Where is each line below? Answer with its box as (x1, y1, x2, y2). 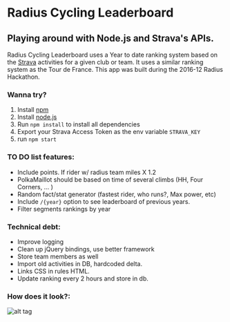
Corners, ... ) (17, 182, 54, 191)
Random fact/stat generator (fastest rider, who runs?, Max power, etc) (17, 190, 216, 198)
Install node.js (17, 113, 57, 122)
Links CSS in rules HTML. (17, 267, 90, 275)
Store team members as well (17, 252, 99, 261)
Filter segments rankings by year (17, 205, 111, 213)
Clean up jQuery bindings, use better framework (17, 245, 155, 253)
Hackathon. (7, 73, 40, 81)
